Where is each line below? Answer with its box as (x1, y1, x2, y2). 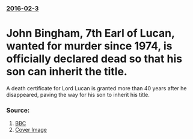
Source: (6, 106, 30, 114)
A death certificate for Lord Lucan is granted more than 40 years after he (6, 84, 188, 91)
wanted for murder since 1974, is (6, 39, 173, 53)
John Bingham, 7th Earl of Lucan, (6, 26, 175, 40)
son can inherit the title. (6, 65, 127, 79)
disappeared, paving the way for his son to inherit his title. (6, 91, 150, 98)
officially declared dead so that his (6, 52, 182, 66)
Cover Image (14, 126, 47, 134)
